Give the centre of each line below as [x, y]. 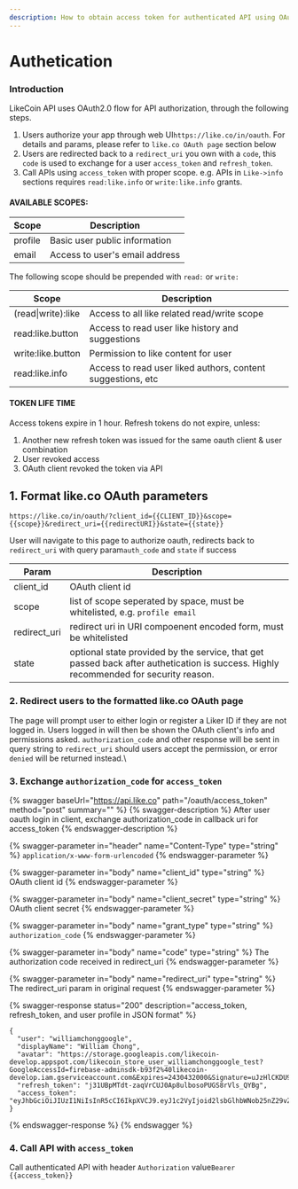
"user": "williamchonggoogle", [75, 1038]
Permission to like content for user [161, 354]
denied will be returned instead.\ [68, 758]
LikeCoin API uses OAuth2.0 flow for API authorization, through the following [149, 108]
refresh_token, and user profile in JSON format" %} [103, 1014]
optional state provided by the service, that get [167, 653]
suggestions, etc [124, 379]
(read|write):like [47, 314]
